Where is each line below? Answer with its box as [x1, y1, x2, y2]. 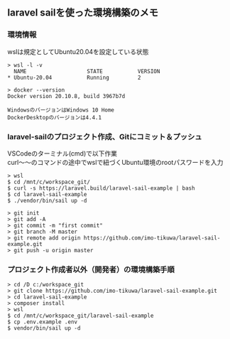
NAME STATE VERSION [13, 68, 160, 75]
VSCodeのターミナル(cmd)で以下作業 [7, 149, 118, 158]
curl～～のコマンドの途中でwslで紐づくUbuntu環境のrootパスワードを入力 [7, 158, 224, 166]
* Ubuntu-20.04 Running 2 [7, 74, 141, 81]
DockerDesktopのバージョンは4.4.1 [7, 114, 102, 121]
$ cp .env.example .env [7, 318, 78, 325]
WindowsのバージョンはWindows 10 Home [7, 106, 115, 114]
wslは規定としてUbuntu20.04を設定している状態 [7, 47, 149, 55]
